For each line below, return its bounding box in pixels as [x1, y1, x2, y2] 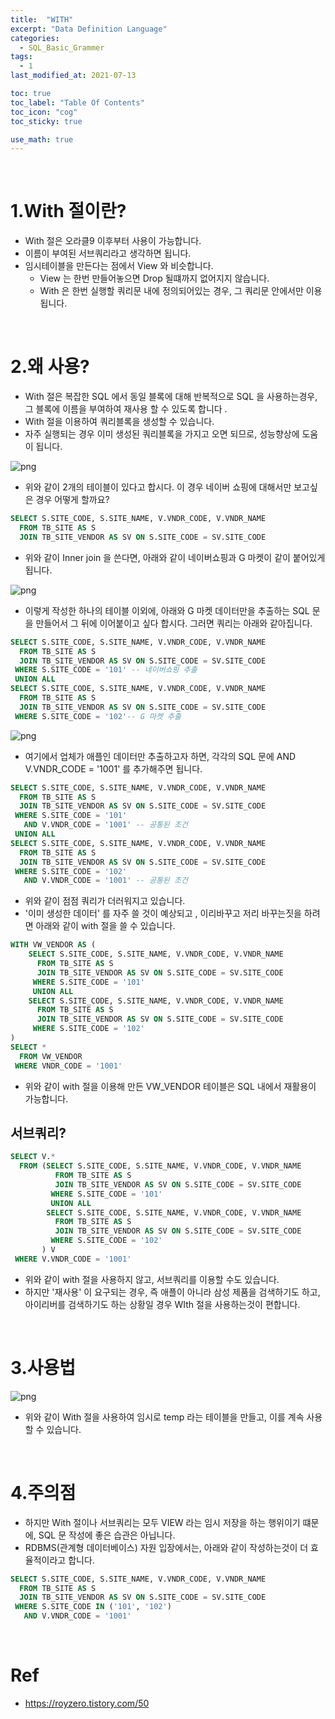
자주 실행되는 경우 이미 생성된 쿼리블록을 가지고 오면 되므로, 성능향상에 [24, 428, 300, 440]
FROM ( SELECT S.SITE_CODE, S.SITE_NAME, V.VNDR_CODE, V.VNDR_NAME [19, 1161, 302, 1171]
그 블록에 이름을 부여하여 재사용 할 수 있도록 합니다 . [24, 403, 228, 415]
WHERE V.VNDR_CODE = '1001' [14, 1254, 132, 1264]
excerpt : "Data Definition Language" [10, 24, 168, 34]
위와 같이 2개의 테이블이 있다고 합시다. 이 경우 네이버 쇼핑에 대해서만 [24, 481, 292, 493]
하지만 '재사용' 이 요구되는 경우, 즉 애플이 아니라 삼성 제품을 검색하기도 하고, [24, 1286, 321, 1298]
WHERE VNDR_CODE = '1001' [14, 1061, 123, 1071]
